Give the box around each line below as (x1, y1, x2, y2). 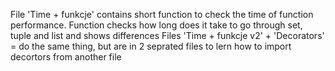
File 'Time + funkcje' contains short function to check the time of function (10, 9, 314, 20)
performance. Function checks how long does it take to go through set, (10, 19, 303, 31)
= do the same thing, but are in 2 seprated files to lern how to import (10, 40, 292, 52)
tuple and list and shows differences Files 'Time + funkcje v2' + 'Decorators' (10, 30, 325, 41)
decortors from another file (10, 51, 122, 63)
